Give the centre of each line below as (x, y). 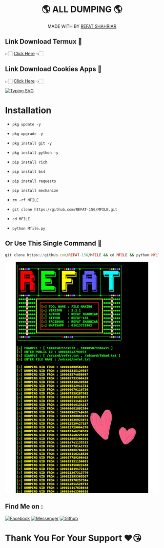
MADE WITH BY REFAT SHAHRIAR (82, 26)
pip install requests (34, 181)
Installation (28, 110)
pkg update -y (26, 124)
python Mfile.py (29, 228)
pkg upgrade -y (28, 134)
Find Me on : (24, 507)
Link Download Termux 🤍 (44, 42)
